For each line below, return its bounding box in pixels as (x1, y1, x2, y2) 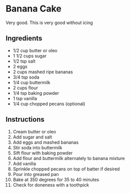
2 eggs (12, 63, 27, 69)
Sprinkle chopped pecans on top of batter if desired (12, 166, 120, 172)
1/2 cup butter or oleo (12, 47, 57, 53)
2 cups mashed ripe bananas (12, 69, 73, 75)
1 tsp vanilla (12, 95, 37, 101)
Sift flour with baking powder (12, 150, 73, 156)
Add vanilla (12, 160, 36, 166)
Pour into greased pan (12, 171, 59, 177)
